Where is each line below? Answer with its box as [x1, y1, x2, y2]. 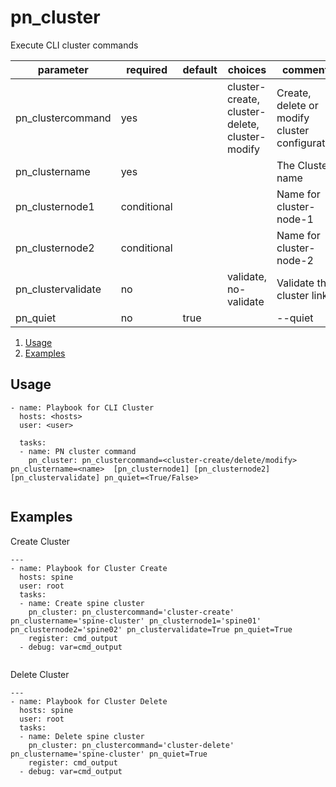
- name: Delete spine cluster [19, 731, 145, 741]
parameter [37, 62, 89, 76]
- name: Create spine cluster [19, 598, 145, 608]
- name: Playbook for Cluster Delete [10, 696, 168, 706]
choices [227, 62, 267, 76]
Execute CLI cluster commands [10, 39, 139, 51]
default [182, 62, 218, 76]
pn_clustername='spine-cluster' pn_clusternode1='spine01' [10, 616, 262, 626]
